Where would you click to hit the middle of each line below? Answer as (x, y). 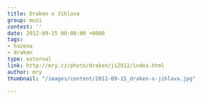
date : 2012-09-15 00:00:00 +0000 (56, 33)
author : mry (25, 72)
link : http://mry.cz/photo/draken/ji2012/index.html (86, 66)
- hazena (20, 46)
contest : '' (25, 26)
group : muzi (25, 20)
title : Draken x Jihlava (43, 14)
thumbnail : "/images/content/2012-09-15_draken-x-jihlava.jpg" (102, 78)
